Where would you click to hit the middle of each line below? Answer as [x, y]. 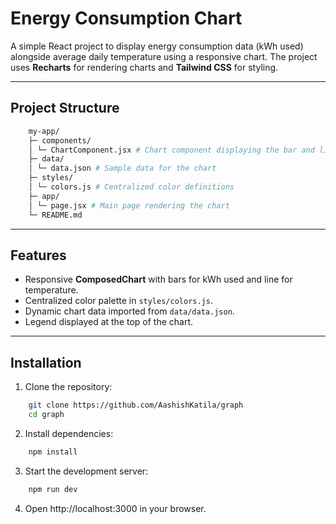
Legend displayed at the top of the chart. [109, 322]
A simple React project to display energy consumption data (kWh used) [157, 46]
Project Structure [65, 108]
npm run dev [53, 489]
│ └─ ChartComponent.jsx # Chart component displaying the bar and [171, 150]
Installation [46, 362]
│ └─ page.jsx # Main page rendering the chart [129, 205]
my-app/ [44, 131]
